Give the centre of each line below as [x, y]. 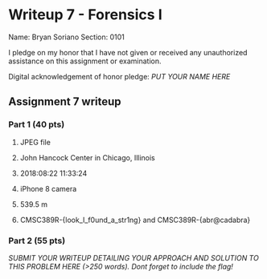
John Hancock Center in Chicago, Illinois [87, 157]
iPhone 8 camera [48, 188]
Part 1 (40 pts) [37, 124]
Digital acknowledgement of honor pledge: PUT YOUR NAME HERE [119, 76]
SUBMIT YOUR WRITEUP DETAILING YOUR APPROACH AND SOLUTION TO [133, 257]
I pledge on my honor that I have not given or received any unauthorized [128, 52]
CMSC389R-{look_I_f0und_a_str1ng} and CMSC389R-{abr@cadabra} [135, 220]
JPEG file [35, 142]
